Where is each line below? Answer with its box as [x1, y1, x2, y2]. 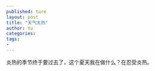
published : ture [6, 8, 46, 15]
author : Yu [6, 25, 33, 31]
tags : [6, 36, 20, 42]
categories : [6, 31, 36, 37]
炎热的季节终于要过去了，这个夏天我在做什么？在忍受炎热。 [6, 59, 153, 66]
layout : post [6, 14, 39, 20]
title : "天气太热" [6, 20, 49, 25]
